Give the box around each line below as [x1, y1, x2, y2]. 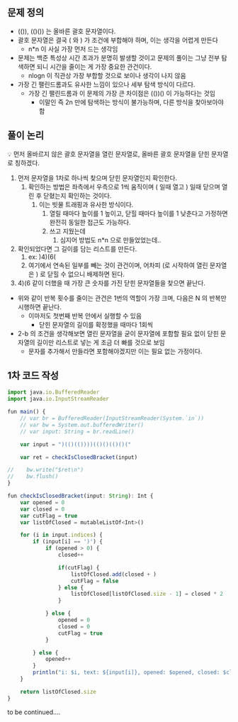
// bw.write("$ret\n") [7, 467, 84, 474]
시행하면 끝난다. [17, 302, 62, 311]
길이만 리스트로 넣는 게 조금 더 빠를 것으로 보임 [36, 338, 165, 346]
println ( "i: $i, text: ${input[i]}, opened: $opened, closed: [33, 669, 220, 676]
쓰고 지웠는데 [49, 226, 86, 235]
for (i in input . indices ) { [20, 531, 103, 539]
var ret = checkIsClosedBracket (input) [20, 453, 138, 461]
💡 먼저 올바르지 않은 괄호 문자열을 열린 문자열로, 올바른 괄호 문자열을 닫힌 [7, 150, 210, 158]
